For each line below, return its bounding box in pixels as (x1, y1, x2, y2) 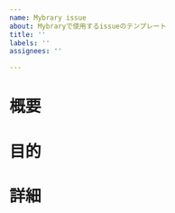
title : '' (9, 30, 47, 39)
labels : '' (9, 38, 51, 48)
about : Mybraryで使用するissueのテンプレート (9, 22, 167, 31)
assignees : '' (9, 47, 63, 56)
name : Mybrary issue (9, 13, 87, 23)
